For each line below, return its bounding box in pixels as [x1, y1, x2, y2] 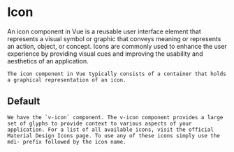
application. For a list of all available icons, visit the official [7, 126, 214, 133]
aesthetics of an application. [7, 56, 89, 65]
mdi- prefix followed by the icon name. [7, 138, 127, 145]
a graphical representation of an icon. [7, 76, 127, 84]
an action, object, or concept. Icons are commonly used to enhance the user [7, 42, 227, 50]
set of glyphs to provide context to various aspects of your [7, 120, 192, 127]
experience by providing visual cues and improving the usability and [7, 50, 203, 58]
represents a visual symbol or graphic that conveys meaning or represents [7, 34, 221, 43]
